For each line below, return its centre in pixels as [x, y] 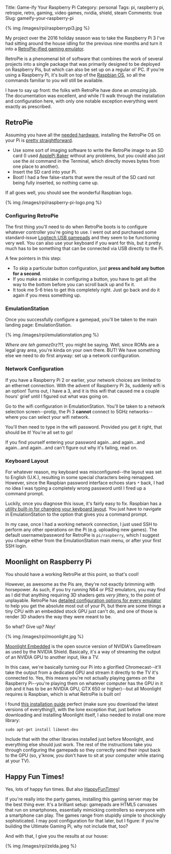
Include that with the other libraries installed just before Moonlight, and [79, 739]
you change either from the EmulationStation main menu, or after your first [83, 541]
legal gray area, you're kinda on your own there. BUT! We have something [83, 350]
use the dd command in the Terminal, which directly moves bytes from [86, 161]
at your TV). [18, 761]
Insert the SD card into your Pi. [45, 172]
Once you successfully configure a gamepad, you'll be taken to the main [81, 320]
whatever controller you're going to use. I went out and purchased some [81, 232]
